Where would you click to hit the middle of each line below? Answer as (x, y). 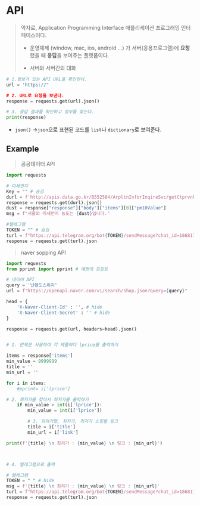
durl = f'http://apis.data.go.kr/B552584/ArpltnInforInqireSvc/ (87, 197)
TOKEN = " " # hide (30, 481)
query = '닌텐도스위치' (32, 285)
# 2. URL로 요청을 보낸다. (35, 95)
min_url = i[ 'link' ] (53, 432)
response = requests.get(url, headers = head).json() (71, 329)
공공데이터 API (38, 164)
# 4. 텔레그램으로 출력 (31, 464)
